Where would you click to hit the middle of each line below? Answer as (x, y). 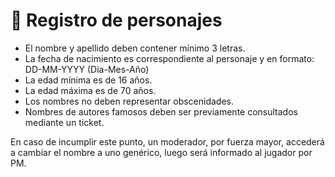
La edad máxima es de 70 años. (90, 90)
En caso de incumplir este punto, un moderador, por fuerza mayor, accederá (167, 141)
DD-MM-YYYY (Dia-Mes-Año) (87, 69)
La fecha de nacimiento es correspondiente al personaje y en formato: (169, 58)
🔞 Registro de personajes (116, 20)
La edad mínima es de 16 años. (88, 80)
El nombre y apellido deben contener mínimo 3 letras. (135, 48)
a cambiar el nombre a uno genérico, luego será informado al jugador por (161, 152)
